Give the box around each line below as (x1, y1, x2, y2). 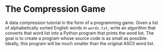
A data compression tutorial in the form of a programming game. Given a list (5, 20, 158, 25)
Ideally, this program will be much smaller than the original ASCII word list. (5, 40, 155, 46)
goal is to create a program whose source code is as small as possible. (5, 35, 148, 41)
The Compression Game (5, 3, 106, 15)
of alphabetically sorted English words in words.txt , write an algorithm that (5, 25, 156, 30)
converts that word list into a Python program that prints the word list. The (5, 30, 154, 36)
